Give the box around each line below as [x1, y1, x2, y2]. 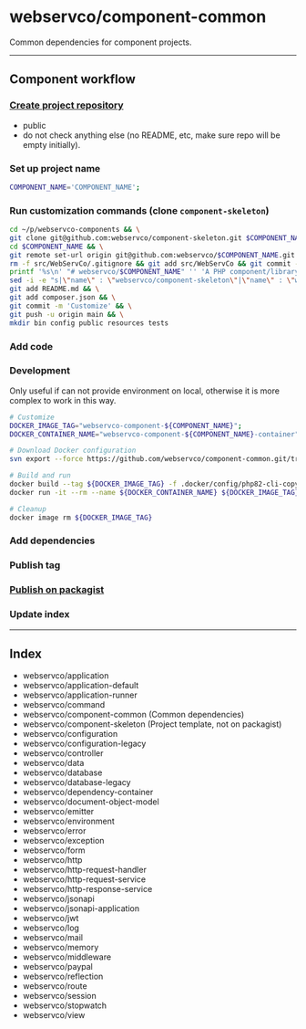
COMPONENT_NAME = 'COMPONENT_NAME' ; [9, 183, 141, 192]
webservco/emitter [22, 806, 95, 817]
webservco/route [22, 981, 88, 992]
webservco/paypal [22, 961, 94, 972]
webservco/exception [22, 835, 105, 846]
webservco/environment [22, 815, 116, 827]
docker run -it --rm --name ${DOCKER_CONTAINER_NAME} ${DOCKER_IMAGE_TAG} [9, 488, 300, 497]
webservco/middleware [22, 951, 112, 962]
